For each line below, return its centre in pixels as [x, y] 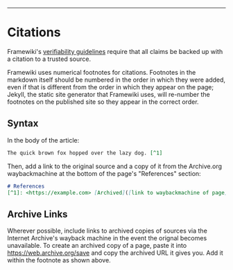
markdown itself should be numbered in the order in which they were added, [116, 80]
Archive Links [37, 214]
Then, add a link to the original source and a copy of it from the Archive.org [115, 166]
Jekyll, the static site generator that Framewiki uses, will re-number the [109, 94]
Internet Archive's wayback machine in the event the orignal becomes [107, 238]
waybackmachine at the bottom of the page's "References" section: [104, 173]
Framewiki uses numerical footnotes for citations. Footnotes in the [102, 72]
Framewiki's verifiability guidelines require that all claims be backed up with [115, 51]
